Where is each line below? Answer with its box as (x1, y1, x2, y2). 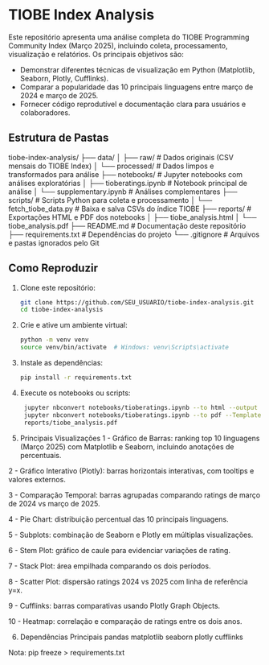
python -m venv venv (19, 336, 89, 344)
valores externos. (8, 474, 66, 484)
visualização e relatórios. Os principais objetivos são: (8, 49, 185, 59)
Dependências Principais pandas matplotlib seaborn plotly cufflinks (19, 632, 243, 642)
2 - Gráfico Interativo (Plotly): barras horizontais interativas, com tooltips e (8, 465, 255, 476)
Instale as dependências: (19, 358, 103, 368)
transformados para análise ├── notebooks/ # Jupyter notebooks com (8, 169, 243, 179)
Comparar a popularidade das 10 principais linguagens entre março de (19, 82, 254, 92)
